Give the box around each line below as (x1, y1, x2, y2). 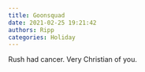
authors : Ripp (8, 26, 55, 34)
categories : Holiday (8, 33, 76, 41)
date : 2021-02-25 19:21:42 (8, 19, 97, 27)
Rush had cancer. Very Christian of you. (8, 55, 138, 64)
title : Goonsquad (8, 11, 65, 20)
